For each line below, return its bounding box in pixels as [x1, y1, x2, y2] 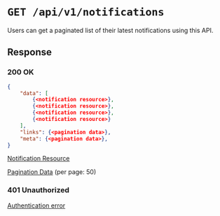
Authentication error [7, 201, 66, 210]
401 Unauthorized [7, 185, 70, 195]
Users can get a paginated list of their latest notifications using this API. [7, 26, 214, 34]
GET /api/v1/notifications [7, 6, 165, 19]
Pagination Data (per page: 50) [7, 168, 97, 176]
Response [7, 46, 53, 58]
